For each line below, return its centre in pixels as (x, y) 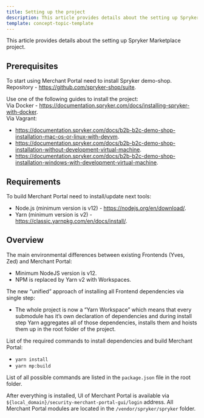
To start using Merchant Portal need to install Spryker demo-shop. (89, 81)
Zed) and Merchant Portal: (39, 261)
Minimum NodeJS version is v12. (56, 273)
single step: (21, 298)
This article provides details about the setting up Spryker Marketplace (93, 41)
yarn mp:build (33, 366)
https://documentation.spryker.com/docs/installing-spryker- (114, 106)
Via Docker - (22, 106)
